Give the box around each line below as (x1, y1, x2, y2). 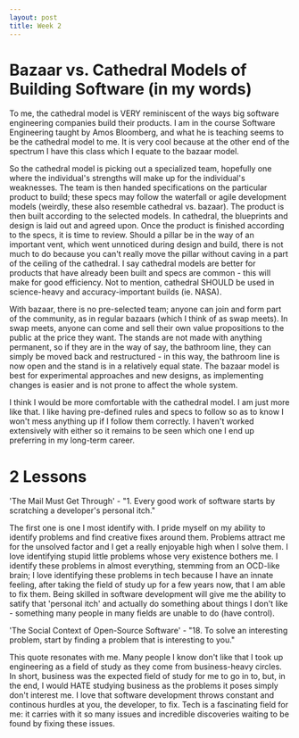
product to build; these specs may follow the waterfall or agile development (9, 192, 287, 203)
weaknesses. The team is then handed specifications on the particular (9, 182, 268, 193)
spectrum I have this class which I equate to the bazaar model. (9, 146, 239, 157)
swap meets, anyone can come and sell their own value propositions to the (9, 323, 285, 334)
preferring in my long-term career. (9, 435, 136, 446)
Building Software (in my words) (9, 79, 253, 99)
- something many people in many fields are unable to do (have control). (9, 608, 275, 618)
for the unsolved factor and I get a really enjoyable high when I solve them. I (9, 542, 288, 552)
